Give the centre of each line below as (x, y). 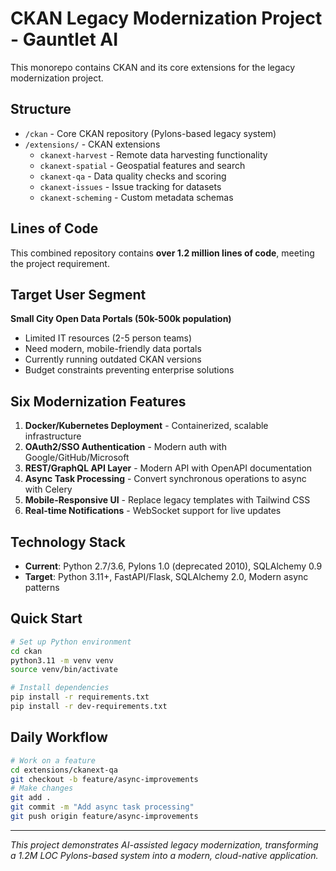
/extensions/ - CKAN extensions (92, 144)
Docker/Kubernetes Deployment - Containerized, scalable (146, 426)
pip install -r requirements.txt (80, 697)
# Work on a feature (53, 760)
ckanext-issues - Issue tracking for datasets (130, 186)
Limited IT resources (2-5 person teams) (108, 338)
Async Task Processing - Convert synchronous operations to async (165, 479)
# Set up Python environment (71, 642)
